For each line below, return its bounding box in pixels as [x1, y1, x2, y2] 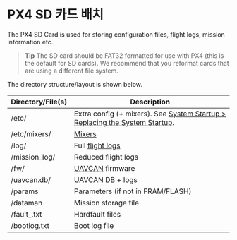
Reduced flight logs [73, 152, 139, 162]
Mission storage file [73, 198, 140, 208]
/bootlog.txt [11, 220, 50, 230]
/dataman [11, 198, 43, 208]
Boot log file [73, 220, 114, 230]
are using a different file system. [24, 66, 119, 75]
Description [130, 97, 171, 107]
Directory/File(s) [11, 97, 68, 107]
